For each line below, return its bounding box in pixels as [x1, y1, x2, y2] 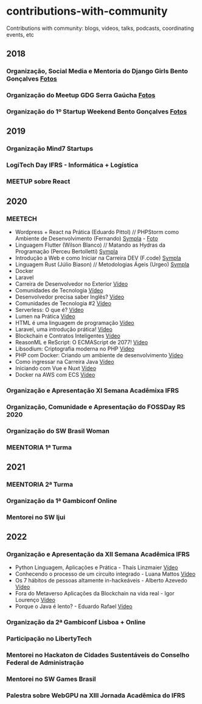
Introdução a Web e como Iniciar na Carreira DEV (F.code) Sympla [15, 254, 181, 261]
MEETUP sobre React [6, 177, 71, 186]
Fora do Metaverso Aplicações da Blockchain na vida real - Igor [15, 590, 175, 597]
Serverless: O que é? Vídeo [15, 306, 84, 313]
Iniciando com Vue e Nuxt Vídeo [15, 365, 96, 372]
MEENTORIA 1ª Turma [6, 443, 72, 451]
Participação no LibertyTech [6, 634, 92, 643]
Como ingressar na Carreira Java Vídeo [15, 358, 114, 365]
